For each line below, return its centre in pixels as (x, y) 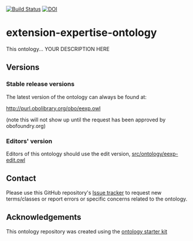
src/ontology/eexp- (155, 154)
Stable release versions (40, 84)
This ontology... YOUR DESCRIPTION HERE (58, 49)
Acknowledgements (44, 217)
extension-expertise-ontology (82, 33)
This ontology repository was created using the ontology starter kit (87, 231)
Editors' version (29, 141)
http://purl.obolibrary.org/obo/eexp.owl (53, 108)
